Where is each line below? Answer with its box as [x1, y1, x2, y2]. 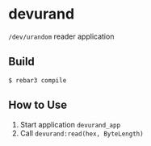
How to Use [8, 98, 68, 112]
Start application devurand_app [19, 119, 121, 129]
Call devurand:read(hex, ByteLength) [19, 128, 144, 138]
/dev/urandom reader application [8, 31, 115, 41]
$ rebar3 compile [8, 76, 67, 85]
